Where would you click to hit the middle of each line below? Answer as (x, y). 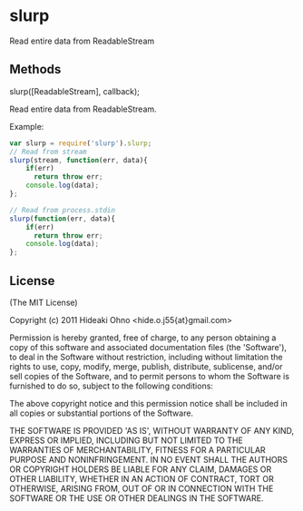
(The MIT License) (44, 302)
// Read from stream (49, 152)
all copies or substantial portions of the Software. (101, 413)
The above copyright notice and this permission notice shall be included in (148, 403)
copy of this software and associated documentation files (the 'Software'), (148, 347)
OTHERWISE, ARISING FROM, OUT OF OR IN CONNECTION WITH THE (142, 488)
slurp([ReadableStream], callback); (75, 91)
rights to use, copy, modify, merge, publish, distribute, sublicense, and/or (146, 366)
